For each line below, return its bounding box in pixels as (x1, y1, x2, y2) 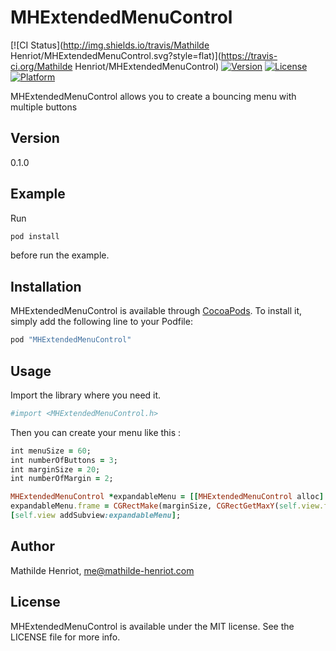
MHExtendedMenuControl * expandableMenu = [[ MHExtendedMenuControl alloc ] (10, 492, 325, 502)
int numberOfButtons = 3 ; (10, 455, 118, 465)
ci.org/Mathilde (10, 60, 73, 72)
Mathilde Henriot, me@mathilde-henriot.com (10, 564, 195, 576)
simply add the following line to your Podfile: (10, 316, 193, 328)
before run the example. (10, 249, 110, 261)
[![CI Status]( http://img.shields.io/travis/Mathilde (10, 39, 210, 51)
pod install (10, 231, 60, 241)
